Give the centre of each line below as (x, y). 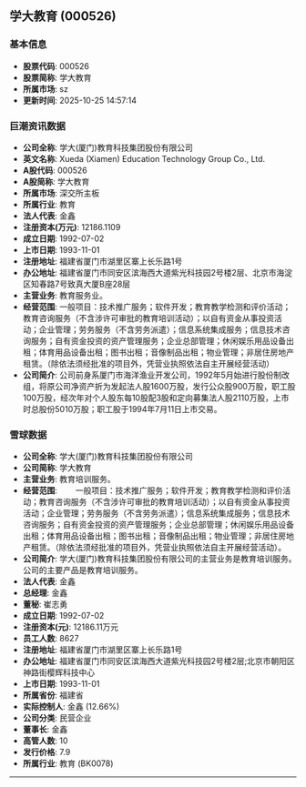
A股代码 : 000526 (55, 170)
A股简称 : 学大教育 (56, 181)
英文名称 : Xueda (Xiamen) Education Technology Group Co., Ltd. (144, 158)
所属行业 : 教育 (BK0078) (68, 763)
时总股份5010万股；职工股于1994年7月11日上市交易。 (122, 409)
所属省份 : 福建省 (53, 695)
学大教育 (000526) (63, 16)
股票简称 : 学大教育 (57, 77)
